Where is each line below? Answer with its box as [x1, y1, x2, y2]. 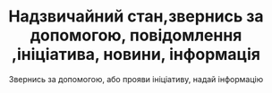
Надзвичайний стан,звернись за [7, 6, 265, 27]
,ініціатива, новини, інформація [11, 45, 261, 64]
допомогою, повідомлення [30, 25, 242, 46]
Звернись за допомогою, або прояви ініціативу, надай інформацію [8, 73, 264, 84]
